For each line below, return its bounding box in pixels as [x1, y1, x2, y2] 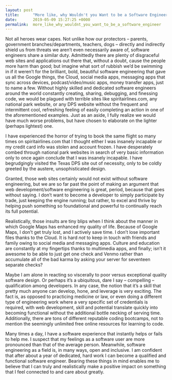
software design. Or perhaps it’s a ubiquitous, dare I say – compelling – [5, 277, 155, 284]
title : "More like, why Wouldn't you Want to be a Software [5, 12, 147, 17]
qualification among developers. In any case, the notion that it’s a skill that [5, 283, 161, 289]
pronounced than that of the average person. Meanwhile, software [5, 342, 146, 348]
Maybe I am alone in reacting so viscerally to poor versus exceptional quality [5, 272, 167, 278]
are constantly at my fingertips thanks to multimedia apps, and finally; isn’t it [5, 246, 166, 252]
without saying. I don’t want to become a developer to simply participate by [5, 192, 164, 198]
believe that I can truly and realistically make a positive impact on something [5, 364, 166, 370]
